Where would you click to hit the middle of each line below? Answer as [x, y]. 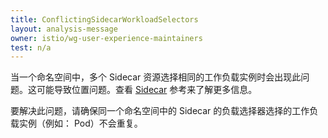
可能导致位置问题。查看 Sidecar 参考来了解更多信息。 [147, 90]
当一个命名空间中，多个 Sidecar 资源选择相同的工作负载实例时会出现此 [156, 77]
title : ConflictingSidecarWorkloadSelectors [104, 19]
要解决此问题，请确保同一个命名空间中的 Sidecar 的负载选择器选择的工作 [160, 111]
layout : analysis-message [64, 29]
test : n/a [31, 47]
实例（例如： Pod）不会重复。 [80, 123]
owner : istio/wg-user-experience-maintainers [106, 38]
